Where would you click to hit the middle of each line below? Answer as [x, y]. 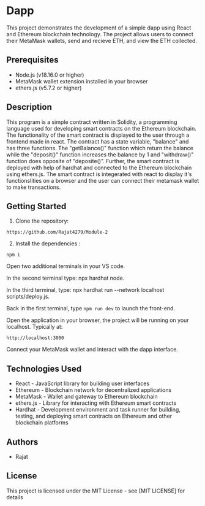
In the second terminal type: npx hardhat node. [65, 278]
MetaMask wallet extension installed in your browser [81, 81]
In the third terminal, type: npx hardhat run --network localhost [85, 290]
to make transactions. [34, 187]
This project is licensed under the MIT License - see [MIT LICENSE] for [96, 491]
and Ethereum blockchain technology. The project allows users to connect [100, 34]
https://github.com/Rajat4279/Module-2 [57, 232]
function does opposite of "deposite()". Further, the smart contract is [93, 161]
